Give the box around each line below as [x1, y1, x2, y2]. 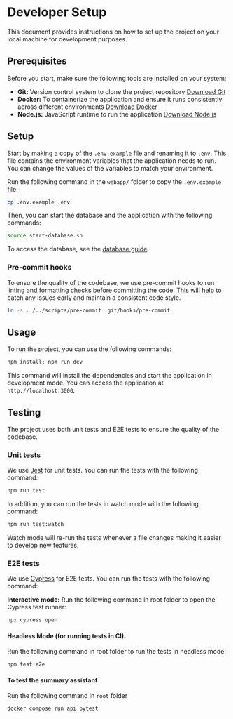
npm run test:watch [7, 521, 64, 528]
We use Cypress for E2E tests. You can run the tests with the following [7, 574, 211, 583]
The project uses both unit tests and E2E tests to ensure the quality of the [7, 425, 220, 433]
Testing [7, 407, 41, 418]
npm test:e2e [7, 661, 45, 668]
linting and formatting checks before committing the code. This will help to [7, 286, 222, 294]
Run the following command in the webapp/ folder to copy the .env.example [7, 177, 222, 186]
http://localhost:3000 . [7, 386, 76, 395]
